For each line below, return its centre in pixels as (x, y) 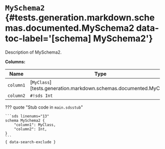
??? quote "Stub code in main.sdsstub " (44, 107)
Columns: (15, 61)
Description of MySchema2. (33, 52)
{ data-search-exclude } (30, 142)
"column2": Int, (31, 129)
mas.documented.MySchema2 (70, 28)
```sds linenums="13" (27, 116)
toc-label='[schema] (48, 39)
